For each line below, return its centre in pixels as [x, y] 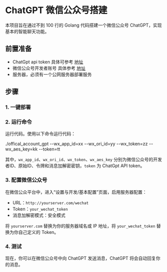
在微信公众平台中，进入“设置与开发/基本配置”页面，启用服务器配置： [76, 192]
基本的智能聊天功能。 [27, 31]
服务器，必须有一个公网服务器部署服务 [52, 74]
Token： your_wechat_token [40, 209]
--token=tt [49, 149]
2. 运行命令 [19, 122]
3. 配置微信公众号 [26, 180]
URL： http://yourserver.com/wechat [50, 202]
